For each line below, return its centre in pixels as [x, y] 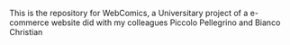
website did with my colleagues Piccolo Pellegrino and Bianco [166, 22]
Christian [26, 32]
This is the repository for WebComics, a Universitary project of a [129, 13]
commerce [29, 22]
